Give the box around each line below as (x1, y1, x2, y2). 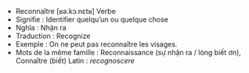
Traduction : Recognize (15, 31, 91, 40)
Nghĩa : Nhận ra (15, 23, 67, 32)
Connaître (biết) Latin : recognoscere (15, 56, 135, 65)
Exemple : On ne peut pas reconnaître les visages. (15, 40, 178, 49)
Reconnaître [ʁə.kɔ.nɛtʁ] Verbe (15, 7, 116, 16)
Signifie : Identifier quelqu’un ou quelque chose (15, 15, 168, 24)
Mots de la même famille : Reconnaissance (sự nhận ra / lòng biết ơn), (15, 48, 241, 57)
